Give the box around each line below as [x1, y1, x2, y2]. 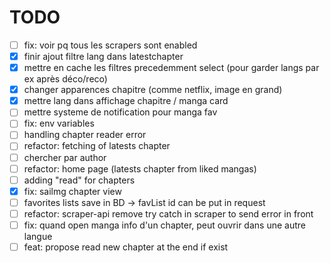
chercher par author [23, 151, 107, 163]
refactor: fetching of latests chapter [23, 140, 171, 152]
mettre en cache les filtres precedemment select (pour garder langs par [23, 62, 320, 74]
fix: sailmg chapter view [23, 185, 122, 197]
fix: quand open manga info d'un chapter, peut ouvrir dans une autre [23, 219, 306, 231]
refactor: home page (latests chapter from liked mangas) [23, 162, 257, 175]
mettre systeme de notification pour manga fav [23, 106, 218, 118]
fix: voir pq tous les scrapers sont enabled [23, 39, 198, 51]
